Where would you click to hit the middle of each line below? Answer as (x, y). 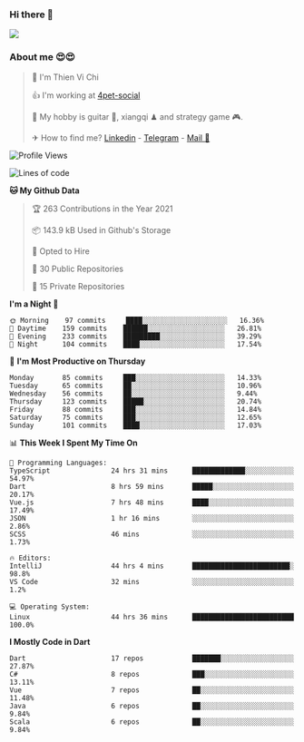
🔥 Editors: (30, 558)
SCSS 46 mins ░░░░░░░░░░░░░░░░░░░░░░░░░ (152, 534)
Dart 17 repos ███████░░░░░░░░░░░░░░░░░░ (152, 658)
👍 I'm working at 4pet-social (86, 95)
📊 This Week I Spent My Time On (74, 443)
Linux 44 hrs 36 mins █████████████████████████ (152, 617)
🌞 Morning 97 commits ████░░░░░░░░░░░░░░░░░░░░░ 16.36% (137, 320)
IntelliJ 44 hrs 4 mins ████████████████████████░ (152, 566)
